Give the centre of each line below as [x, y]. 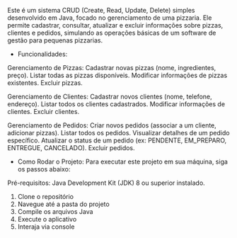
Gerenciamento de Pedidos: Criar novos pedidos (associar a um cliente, [112, 125]
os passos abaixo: [44, 169]
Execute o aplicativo [47, 219]
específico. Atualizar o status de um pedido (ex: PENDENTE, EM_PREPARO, [117, 140]
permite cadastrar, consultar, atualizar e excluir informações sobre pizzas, [115, 25]
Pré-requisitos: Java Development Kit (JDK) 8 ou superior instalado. [106, 183]
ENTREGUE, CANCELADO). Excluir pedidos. [71, 148]
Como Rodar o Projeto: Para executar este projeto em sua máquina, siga [123, 161]
